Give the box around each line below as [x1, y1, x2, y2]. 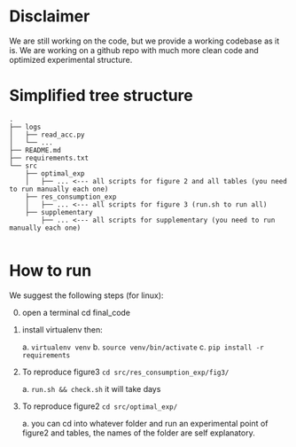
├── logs [9, 122, 42, 131]
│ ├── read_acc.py [9, 130, 86, 139]
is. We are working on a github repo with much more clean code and [9, 44, 259, 55]
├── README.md [9, 145, 62, 154]
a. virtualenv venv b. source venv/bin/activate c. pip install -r [21, 341, 264, 352]
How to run [9, 261, 92, 281]
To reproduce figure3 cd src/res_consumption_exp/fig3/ [21, 366, 230, 377]
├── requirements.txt [9, 153, 90, 162]
